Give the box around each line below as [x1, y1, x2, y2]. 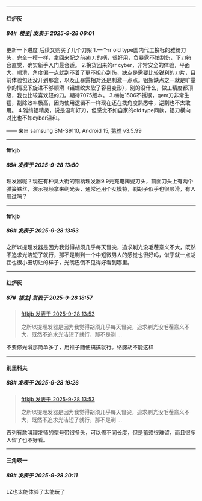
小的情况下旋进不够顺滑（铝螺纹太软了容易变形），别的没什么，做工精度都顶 [6, 84, 194, 91]
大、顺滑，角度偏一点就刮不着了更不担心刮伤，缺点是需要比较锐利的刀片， [6, 69, 191, 76]
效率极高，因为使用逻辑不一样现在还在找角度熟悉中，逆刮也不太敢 [26, 99, 191, 106]
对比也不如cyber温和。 [6, 114, 63, 121]
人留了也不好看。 [6, 436, 49, 444]
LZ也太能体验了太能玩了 [6, 488, 66, 496]
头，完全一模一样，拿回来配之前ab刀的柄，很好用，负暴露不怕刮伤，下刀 [6, 54, 186, 61]
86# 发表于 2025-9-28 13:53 [6, 227, 79, 234]
